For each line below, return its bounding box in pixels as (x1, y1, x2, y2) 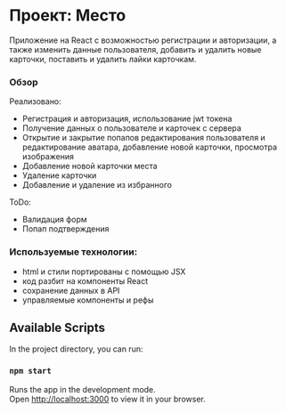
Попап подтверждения (21, 223, 110, 234)
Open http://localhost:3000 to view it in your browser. (9, 393, 207, 404)
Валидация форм (21, 215, 87, 225)
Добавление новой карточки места (21, 161, 158, 172)
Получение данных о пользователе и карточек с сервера (21, 123, 242, 134)
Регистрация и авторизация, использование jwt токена (21, 113, 233, 125)
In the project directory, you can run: (9, 344, 143, 354)
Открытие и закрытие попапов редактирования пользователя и (21, 133, 266, 143)
